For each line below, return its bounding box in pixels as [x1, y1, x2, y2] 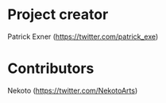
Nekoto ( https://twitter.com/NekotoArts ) [7, 86, 138, 95]
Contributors [7, 59, 95, 78]
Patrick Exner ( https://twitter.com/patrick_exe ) [7, 32, 159, 41]
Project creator [7, 6, 109, 24]
